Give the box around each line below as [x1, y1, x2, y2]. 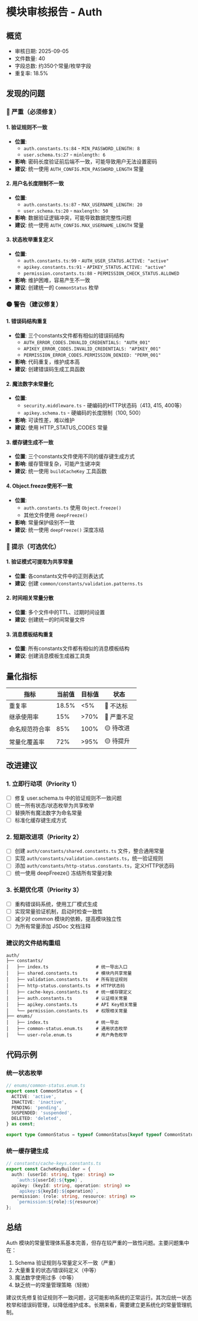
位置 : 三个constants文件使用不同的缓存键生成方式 [14, 453, 135, 460]
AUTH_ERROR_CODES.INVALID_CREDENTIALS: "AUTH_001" [23, 340, 151, 346]
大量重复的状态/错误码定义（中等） [14, 1266, 100, 1274]
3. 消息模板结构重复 [6, 631, 54, 638]
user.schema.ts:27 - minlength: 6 [23, 151, 106, 158]
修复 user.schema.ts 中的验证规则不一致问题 [14, 794, 122, 801]
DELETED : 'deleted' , [11, 1115, 62, 1122]
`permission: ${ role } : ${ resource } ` [16, 1199, 101, 1205]
